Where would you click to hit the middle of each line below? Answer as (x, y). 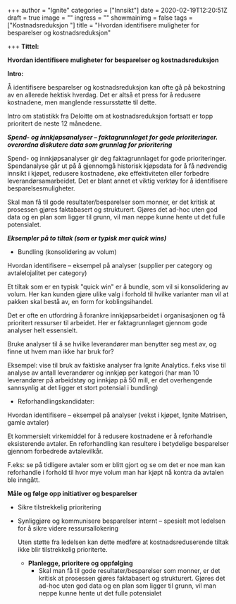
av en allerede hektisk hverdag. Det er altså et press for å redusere (104, 95)
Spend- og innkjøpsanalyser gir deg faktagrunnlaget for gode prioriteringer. (117, 158)
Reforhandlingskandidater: (56, 401)
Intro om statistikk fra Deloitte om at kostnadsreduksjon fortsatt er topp (110, 116)
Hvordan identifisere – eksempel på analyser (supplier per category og (110, 265)
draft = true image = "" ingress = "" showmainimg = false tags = (100, 18)
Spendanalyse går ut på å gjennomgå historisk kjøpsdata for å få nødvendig (117, 166)
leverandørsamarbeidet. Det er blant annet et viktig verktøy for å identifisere (118, 181)
